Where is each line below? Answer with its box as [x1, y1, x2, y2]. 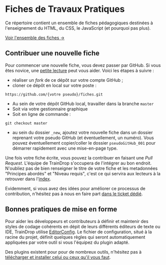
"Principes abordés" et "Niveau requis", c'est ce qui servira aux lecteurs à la [5, 170, 161, 176]
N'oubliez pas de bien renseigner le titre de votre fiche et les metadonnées [5, 165, 158, 171]
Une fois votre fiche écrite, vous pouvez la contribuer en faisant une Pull [5, 155, 153, 160]
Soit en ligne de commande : [12, 111, 71, 117]
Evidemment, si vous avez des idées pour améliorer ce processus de [5, 185, 146, 191]
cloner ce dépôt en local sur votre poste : [12, 82, 97, 88]
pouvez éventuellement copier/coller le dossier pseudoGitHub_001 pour [12, 140, 156, 146]
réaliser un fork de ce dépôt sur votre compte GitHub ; [12, 77, 123, 83]
